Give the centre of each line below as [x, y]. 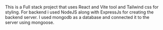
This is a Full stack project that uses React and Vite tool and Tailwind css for [82, 7]
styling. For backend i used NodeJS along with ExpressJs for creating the [79, 12]
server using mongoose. [30, 22]
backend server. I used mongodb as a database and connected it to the [77, 17]
